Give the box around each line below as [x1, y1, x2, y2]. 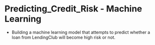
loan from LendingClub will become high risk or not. [11, 34, 116, 40]
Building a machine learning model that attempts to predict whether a [11, 29, 150, 35]
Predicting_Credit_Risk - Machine [4, 3, 142, 14]
